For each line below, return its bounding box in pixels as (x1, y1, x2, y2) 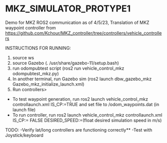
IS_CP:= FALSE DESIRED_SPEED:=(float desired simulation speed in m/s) (12, 117, 162, 123)
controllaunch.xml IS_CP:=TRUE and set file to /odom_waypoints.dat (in (12, 101, 159, 107)
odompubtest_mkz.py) (12, 70, 59, 76)
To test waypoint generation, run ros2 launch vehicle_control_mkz (12, 96, 148, 102)
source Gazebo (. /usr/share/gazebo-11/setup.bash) (12, 60, 119, 66)
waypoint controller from (5, 24, 56, 30)
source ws (12, 54, 34, 60)
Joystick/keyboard (5, 132, 43, 138)
